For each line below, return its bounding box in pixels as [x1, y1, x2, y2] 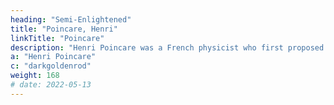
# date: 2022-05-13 [10, 80, 92, 90]
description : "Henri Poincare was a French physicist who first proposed [10, 42, 325, 53]
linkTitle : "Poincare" [10, 33, 105, 43]
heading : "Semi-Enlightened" [10, 14, 132, 25]
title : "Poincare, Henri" [10, 24, 118, 34]
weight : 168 [10, 71, 60, 81]
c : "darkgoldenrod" [10, 61, 92, 71]
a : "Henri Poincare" [10, 52, 97, 62]
